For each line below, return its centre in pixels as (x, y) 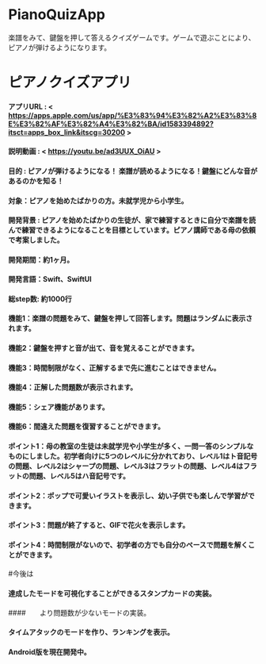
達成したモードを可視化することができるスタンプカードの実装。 (112, 593)
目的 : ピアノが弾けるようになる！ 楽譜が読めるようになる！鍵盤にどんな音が (133, 171)
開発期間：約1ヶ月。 (41, 259)
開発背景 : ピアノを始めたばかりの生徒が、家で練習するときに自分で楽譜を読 (132, 221)
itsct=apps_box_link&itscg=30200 (66, 132)
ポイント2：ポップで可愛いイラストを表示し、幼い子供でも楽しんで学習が (128, 495)
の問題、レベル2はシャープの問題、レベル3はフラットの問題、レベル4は (126, 466)
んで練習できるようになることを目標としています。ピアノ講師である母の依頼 (132, 230)
